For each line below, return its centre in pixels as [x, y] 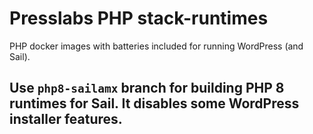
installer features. [66, 119]
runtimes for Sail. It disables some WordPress [154, 103]
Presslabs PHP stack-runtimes [139, 18]
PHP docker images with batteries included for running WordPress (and [156, 46]
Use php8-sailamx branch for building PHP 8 [147, 88]
